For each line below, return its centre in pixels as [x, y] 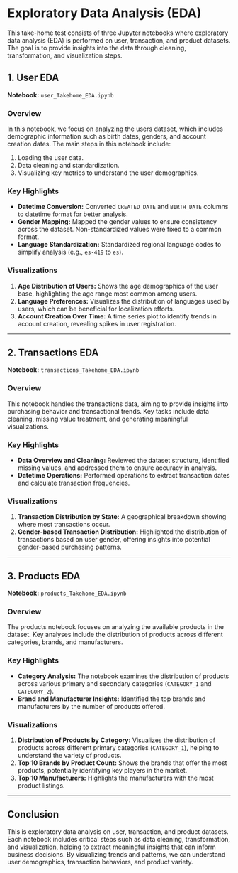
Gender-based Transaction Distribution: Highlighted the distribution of [122, 532]
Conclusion [33, 814]
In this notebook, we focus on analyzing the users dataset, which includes [115, 129]
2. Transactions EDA [53, 353]
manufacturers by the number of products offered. [91, 706]
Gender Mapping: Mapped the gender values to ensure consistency [117, 222]
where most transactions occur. [64, 525]
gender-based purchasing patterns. [69, 547]
